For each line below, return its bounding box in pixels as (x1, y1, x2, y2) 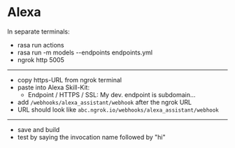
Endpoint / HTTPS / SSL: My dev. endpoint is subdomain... (27, 90, 196, 98)
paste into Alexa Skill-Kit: (17, 83, 90, 91)
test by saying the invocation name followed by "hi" (17, 133, 166, 141)
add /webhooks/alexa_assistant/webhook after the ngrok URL (17, 98, 192, 106)
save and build (17, 125, 60, 133)
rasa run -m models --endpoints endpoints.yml (17, 48, 152, 57)
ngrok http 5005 (17, 55, 64, 64)
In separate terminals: (7, 27, 70, 36)
